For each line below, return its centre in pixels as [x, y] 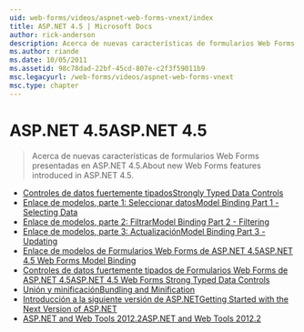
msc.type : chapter [44, 86]
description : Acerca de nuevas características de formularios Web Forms [152, 43]
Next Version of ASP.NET [70, 308]
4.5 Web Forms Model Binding [79, 260]
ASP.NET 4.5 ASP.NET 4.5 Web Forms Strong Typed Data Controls [146, 279]
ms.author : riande [44, 52]
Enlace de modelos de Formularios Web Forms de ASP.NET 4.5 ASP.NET [158, 250]
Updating [40, 241]
